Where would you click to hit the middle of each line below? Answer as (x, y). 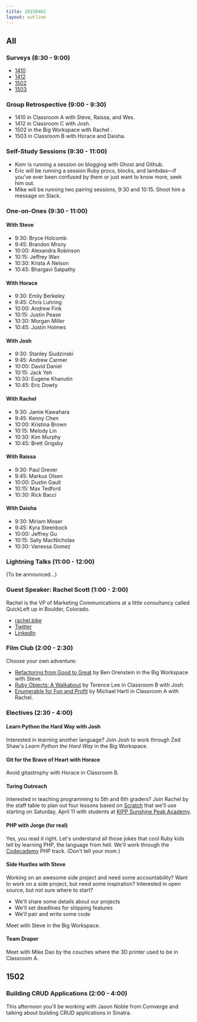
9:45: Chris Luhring (38, 302)
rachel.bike (28, 620)
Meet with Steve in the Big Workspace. (53, 925)
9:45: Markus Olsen (39, 476)
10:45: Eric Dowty (36, 385)
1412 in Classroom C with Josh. (52, 124)
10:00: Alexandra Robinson (47, 250)
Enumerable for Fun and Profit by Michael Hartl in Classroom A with (96, 691)
